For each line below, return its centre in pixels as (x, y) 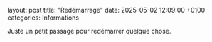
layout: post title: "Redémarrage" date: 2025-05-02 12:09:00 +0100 (106, 10)
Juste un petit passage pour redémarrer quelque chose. (89, 31)
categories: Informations (43, 17)
